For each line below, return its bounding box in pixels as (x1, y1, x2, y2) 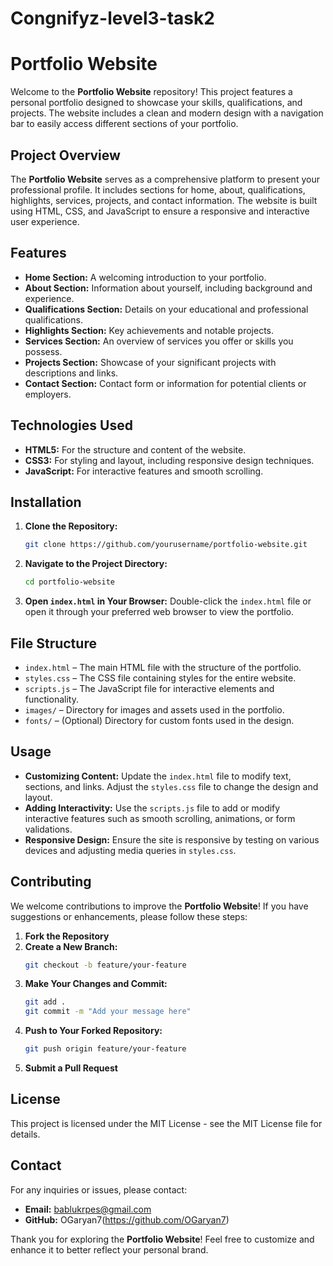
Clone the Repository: (24, 520, 118, 532)
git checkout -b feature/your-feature (24, 960, 187, 970)
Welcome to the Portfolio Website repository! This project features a (10, 86, 293, 98)
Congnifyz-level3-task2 (10, 7, 215, 30)
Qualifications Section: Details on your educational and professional (24, 303, 309, 315)
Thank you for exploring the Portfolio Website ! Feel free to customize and (10, 1233, 315, 1245)
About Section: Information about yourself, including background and (24, 282, 313, 294)
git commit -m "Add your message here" (24, 1007, 192, 1017)
